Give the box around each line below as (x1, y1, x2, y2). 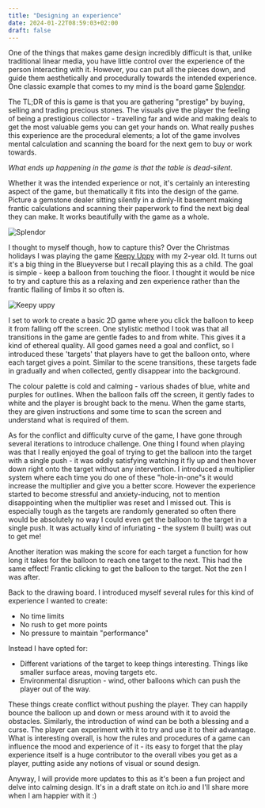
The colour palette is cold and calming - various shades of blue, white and (8, 381, 251, 391)
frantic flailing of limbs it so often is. (8, 285, 125, 294)
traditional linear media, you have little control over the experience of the (8, 56, 245, 66)
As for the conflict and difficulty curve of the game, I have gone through (8, 431, 243, 440)
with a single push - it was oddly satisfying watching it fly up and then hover (8, 456, 257, 465)
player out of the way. (19, 684, 91, 694)
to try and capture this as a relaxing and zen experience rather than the (8, 277, 240, 286)
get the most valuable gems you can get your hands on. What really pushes (8, 122, 255, 132)
